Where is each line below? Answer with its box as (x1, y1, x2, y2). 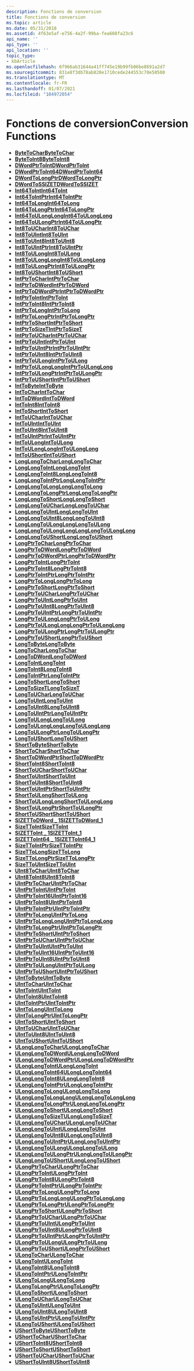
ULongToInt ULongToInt (14, 1257, 73, 1264)
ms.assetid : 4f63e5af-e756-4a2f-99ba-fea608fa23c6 (6, 31, 134, 37)
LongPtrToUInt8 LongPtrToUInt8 (14, 602, 95, 609)
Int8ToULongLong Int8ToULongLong (14, 256, 106, 263)
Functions (6, 129, 56, 143)
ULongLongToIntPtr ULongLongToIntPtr (14, 1081, 114, 1088)
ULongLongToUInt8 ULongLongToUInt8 (14, 1132, 113, 1139)
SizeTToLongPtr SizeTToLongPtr (14, 854, 95, 861)
